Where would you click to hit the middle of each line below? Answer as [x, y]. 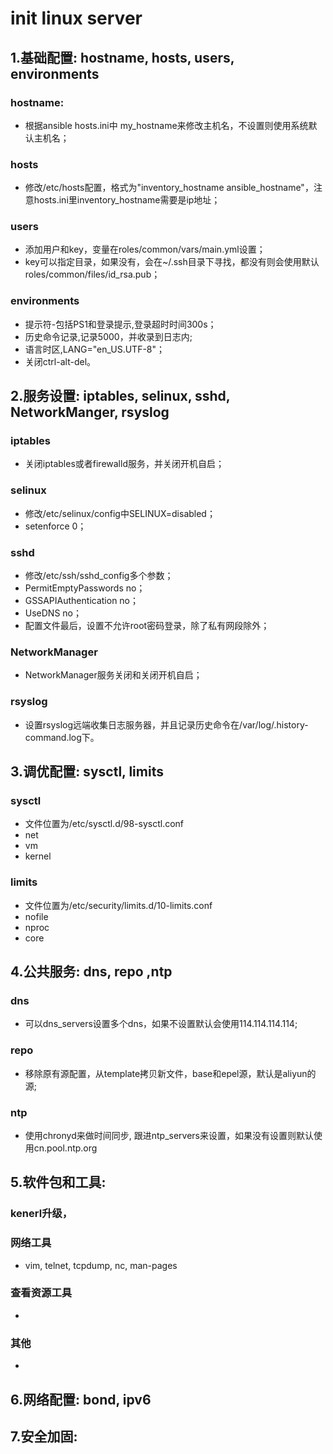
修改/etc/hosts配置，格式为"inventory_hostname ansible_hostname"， [169, 188]
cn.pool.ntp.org [65, 1148]
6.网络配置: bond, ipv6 [81, 1399]
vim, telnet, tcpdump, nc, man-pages [101, 1265]
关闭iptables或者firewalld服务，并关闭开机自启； [124, 464]
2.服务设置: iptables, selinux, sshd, [120, 396]
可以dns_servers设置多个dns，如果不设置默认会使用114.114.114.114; [161, 1024]
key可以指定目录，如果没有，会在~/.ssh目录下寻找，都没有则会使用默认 [172, 262]
